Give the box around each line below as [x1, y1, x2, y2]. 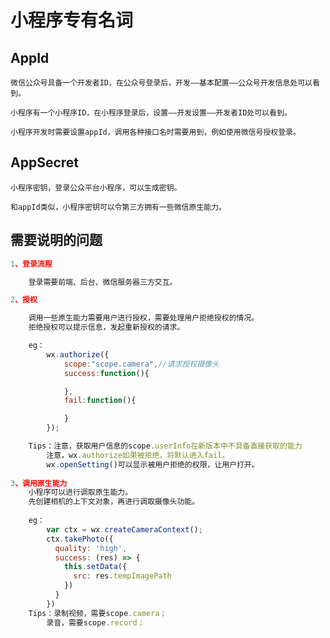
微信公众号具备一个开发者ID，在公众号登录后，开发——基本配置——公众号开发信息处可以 [10, 78, 313, 88]
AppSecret [10, 154, 80, 171]
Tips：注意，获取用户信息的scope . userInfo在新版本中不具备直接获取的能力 [28, 441, 303, 451]
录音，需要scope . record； [46, 617, 145, 628]
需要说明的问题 [10, 232, 103, 249]
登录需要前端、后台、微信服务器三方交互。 [28, 277, 178, 287]
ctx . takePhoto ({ [46, 534, 114, 544]
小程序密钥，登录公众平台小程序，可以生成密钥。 [10, 182, 182, 193]
